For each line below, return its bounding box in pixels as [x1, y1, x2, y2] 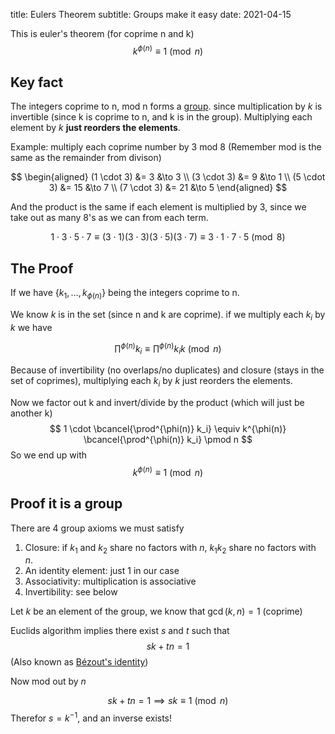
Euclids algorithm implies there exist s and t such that [10, 625, 230, 637]
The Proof [10, 260, 74, 277]
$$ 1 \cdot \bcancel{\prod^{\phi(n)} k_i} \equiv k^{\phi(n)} [49, 423, 287, 435]
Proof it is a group [10, 495, 123, 513]
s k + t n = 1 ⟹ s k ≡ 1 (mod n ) [107, 695, 229, 707]
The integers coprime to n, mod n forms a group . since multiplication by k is [10, 100, 323, 113]
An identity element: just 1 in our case [24, 565, 180, 577]
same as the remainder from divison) [10, 152, 162, 164]
